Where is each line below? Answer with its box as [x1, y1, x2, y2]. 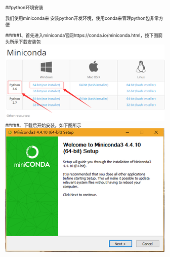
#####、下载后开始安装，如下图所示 [5, 122, 82, 128]
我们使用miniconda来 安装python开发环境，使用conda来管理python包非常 [5, 15, 159, 21]
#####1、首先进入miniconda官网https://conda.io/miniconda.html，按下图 [5, 32, 158, 38]
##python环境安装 [5, 5, 44, 10]
